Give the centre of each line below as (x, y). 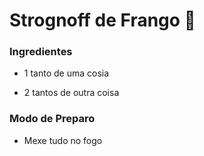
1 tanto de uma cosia (66, 73)
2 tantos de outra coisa (71, 93)
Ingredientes (41, 52)
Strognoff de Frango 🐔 (102, 20)
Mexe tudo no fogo (63, 140)
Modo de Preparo (52, 119)
